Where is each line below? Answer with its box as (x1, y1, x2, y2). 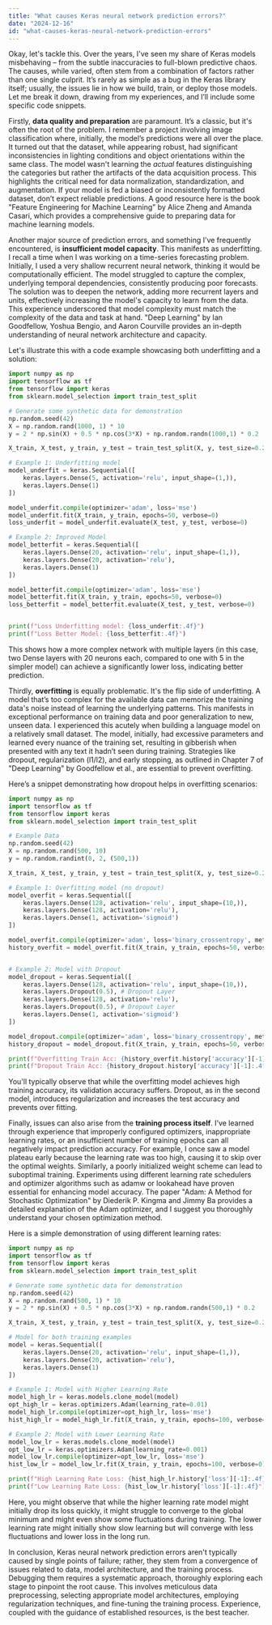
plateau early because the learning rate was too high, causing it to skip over (8, 1153, 261, 1163)
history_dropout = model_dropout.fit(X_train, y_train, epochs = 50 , (8, 1040, 241, 1049)
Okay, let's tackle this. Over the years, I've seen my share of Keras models (8, 49, 257, 59)
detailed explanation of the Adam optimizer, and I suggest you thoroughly (8, 1204, 253, 1214)
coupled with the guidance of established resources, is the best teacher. (8, 1607, 249, 1617)
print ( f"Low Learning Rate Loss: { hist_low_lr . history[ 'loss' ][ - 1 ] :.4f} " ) (8, 1482, 266, 1491)
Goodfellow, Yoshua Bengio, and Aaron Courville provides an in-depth (8, 321, 242, 331)
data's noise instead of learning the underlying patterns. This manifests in (8, 703, 254, 713)
